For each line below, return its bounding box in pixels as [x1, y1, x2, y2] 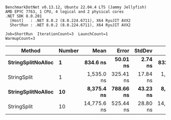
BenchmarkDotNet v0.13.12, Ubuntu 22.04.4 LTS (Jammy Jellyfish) [5, 5, 147, 10]
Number [58, 47, 79, 54]
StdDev [134, 47, 153, 54]
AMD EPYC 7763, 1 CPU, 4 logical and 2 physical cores [5, 9, 124, 14]
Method [21, 47, 41, 54]
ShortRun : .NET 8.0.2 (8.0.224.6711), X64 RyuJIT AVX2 [10, 22, 131, 28]
